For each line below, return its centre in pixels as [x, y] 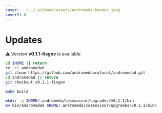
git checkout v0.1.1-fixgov [35, 82]
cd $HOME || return [26, 63]
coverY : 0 [16, 15]
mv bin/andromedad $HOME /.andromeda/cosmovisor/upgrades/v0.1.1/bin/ [81, 105]
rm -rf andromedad [25, 68]
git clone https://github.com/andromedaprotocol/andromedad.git [75, 73]
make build [17, 91]
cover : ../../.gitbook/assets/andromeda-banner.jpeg [63, 10]
